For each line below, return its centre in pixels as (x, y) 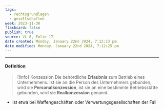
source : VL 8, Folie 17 (29, 37)
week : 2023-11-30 (23, 23)
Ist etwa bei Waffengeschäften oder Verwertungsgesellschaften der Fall (84, 102)
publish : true (20, 32)
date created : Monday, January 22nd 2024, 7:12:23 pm (61, 42)
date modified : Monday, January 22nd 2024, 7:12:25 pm (62, 46)
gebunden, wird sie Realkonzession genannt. (63, 92)
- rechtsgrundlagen (29, 14)
